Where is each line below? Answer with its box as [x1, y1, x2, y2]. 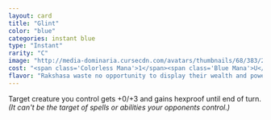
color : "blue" [8, 27, 56, 35]
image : [8, 57, 31, 65]
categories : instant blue [8, 34, 95, 43]
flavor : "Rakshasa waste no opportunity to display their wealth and [8, 72, 248, 80]
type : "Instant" [8, 42, 63, 50]
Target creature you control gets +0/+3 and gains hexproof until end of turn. [8, 93, 262, 103]
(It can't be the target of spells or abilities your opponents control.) [8, 102, 231, 112]
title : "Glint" [8, 19, 60, 27]
